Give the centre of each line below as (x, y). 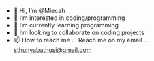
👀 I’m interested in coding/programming (69, 18)
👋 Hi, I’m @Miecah (39, 11)
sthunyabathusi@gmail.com (52, 50)
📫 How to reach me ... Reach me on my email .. (80, 40)
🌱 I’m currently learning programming (66, 25)
